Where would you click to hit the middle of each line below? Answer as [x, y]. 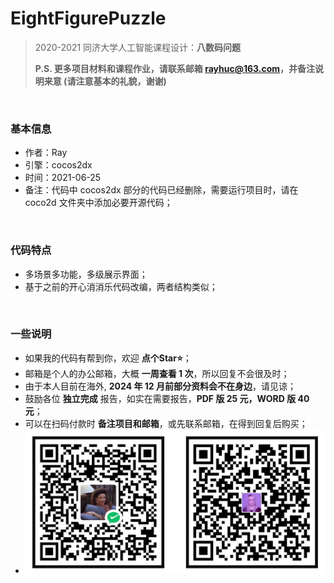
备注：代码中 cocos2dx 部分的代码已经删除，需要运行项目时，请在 [161, 190]
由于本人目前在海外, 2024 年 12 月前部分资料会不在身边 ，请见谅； [160, 386]
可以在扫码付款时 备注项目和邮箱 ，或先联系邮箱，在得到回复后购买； [166, 423]
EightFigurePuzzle [88, 18]
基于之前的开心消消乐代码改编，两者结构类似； [121, 286]
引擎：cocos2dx [58, 165]
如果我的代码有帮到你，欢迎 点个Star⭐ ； [108, 358]
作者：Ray [46, 153]
